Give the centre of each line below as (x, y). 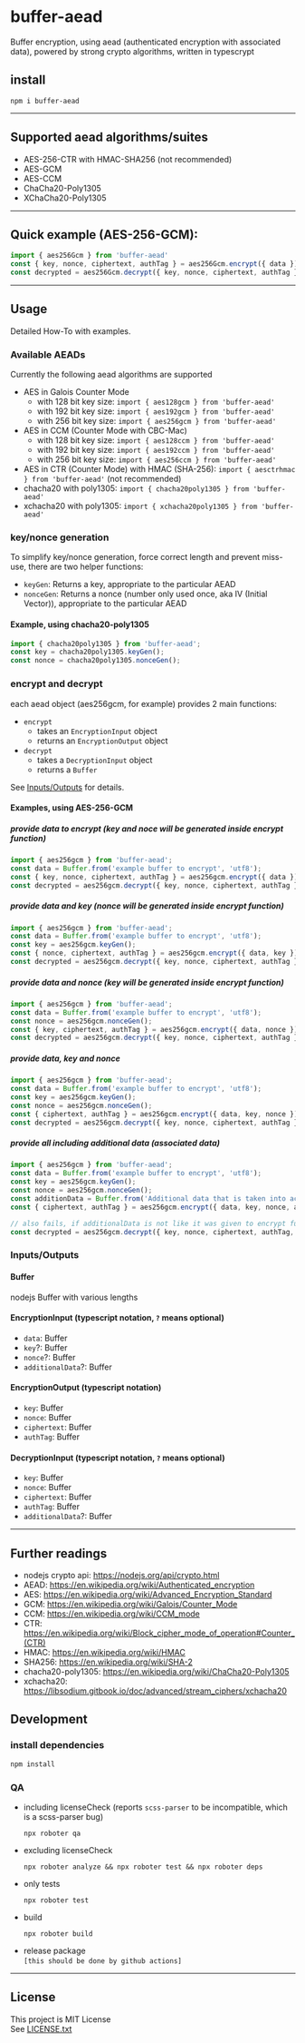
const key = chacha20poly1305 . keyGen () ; (88, 652)
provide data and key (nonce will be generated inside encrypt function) (147, 906)
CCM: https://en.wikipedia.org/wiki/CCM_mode (111, 1614)
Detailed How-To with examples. (71, 331)
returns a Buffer (67, 770)
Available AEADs (48, 354)
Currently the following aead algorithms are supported (111, 375)
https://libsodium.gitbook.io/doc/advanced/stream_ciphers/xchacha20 (155, 1691)
